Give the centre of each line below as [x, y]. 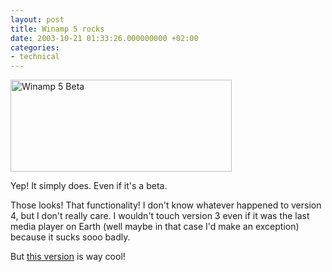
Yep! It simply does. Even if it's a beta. [89, 186]
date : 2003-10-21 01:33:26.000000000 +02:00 [104, 38]
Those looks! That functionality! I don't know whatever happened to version [166, 205]
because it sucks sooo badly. [70, 237]
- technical [35, 57]
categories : [35, 47]
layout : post [37, 19]
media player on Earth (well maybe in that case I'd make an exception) [155, 227]
